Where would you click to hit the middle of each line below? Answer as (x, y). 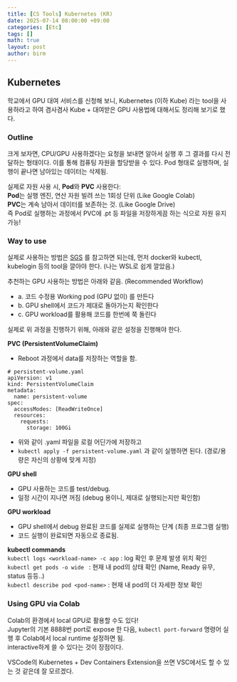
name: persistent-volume (51, 397)
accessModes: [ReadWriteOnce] (58, 409)
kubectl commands (37, 550)
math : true (23, 41)
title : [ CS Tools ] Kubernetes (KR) (60, 14)
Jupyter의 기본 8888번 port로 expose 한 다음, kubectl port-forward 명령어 (115, 629)
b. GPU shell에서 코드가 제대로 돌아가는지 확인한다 (88, 305)
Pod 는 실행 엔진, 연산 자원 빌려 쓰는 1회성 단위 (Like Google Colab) (101, 195)
